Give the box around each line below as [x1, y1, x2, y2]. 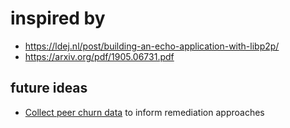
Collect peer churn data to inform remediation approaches [24, 106, 265, 118]
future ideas [10, 80, 88, 97]
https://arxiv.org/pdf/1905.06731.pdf [24, 50, 175, 62]
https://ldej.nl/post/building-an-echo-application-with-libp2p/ [24, 40, 280, 52]
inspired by [10, 7, 106, 30]
